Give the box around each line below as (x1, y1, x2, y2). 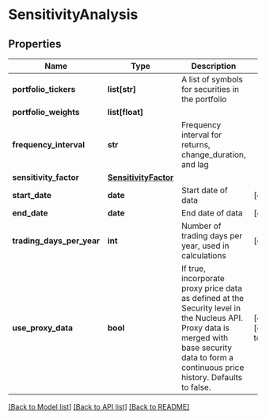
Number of (180, 220, 222, 231)
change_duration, (180, 149, 247, 160)
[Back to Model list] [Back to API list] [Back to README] (8, 402, 190, 411)
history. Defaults (180, 372, 243, 383)
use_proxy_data (12, 322, 74, 333)
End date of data (180, 208, 243, 219)
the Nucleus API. (180, 313, 244, 323)
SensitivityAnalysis (8, 6, 139, 24)
